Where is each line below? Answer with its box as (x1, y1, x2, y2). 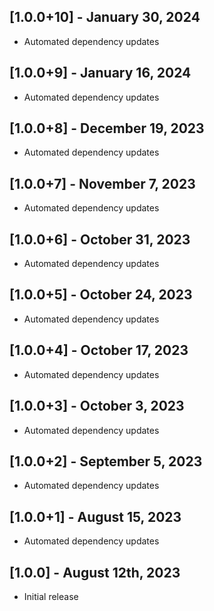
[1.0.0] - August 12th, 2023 (9, 564, 181, 581)
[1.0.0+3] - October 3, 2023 (9, 398, 185, 415)
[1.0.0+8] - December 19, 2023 (9, 120, 205, 137)
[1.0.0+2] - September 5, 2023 (9, 453, 203, 470)
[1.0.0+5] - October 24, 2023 (9, 286, 193, 304)
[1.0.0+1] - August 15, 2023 (9, 508, 182, 525)
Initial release (23, 590, 79, 602)
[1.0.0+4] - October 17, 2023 (9, 342, 189, 359)
